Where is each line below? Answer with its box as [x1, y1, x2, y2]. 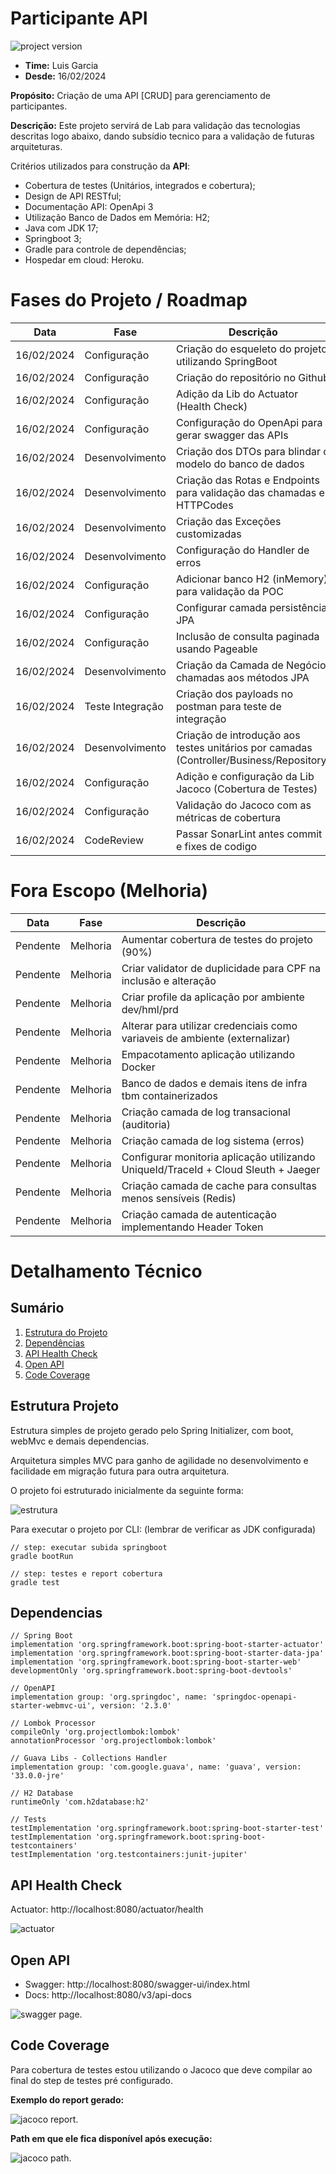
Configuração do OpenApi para [175, 415, 323, 429]
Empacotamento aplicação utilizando [121, 1047, 295, 1061]
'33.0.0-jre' [10, 1771, 65, 1781]
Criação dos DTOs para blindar [175, 444, 321, 458]
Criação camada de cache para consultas [121, 1178, 318, 1192]
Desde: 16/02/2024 [24, 70, 107, 82]
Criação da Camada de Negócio [175, 658, 327, 672]
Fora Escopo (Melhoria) [10, 880, 208, 902]
